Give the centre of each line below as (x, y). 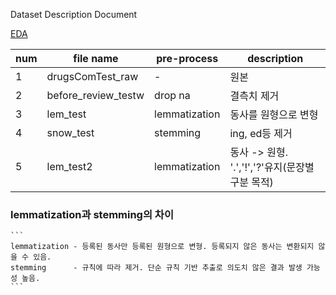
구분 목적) (251, 182)
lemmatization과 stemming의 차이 (92, 214)
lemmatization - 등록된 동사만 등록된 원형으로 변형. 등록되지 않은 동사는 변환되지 (162, 247)
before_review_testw (95, 95)
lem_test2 (69, 166)
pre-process (187, 58)
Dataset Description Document (74, 14)
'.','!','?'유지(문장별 (272, 167)
